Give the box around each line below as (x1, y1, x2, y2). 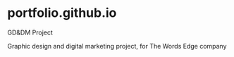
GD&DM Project (7, 28, 53, 37)
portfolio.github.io (7, 5, 117, 21)
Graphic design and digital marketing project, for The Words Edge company (7, 42, 227, 50)
